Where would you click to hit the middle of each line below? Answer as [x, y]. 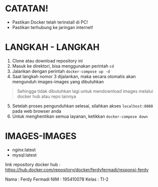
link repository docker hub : [33, 164]
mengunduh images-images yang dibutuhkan [58, 81]
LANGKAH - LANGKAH [52, 47]
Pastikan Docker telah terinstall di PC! [50, 22]
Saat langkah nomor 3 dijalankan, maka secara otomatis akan [74, 76]
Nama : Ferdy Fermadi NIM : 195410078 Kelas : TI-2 [57, 179]
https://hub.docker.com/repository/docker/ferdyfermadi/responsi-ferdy [77, 169]
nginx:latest [24, 150]
